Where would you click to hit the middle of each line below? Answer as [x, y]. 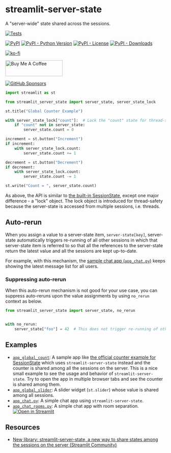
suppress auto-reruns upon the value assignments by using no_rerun [77, 296]
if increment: [20, 144]
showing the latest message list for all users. [52, 266]
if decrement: [20, 167]
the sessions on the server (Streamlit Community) [65, 445]
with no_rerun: [21, 325]
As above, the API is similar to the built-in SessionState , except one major [82, 196]
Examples [21, 345]
